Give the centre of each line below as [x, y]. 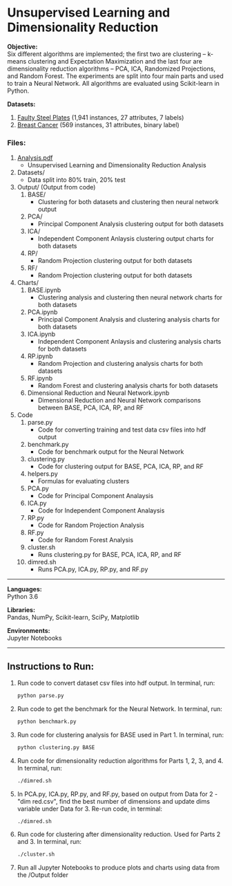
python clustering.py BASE [56, 747]
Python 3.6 [23, 597]
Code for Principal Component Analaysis [96, 496]
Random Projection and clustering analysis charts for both [120, 364]
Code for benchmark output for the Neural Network [111, 452]
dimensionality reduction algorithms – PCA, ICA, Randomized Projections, [112, 68]
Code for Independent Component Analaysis [101, 510]
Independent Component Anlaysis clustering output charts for [126, 239]
